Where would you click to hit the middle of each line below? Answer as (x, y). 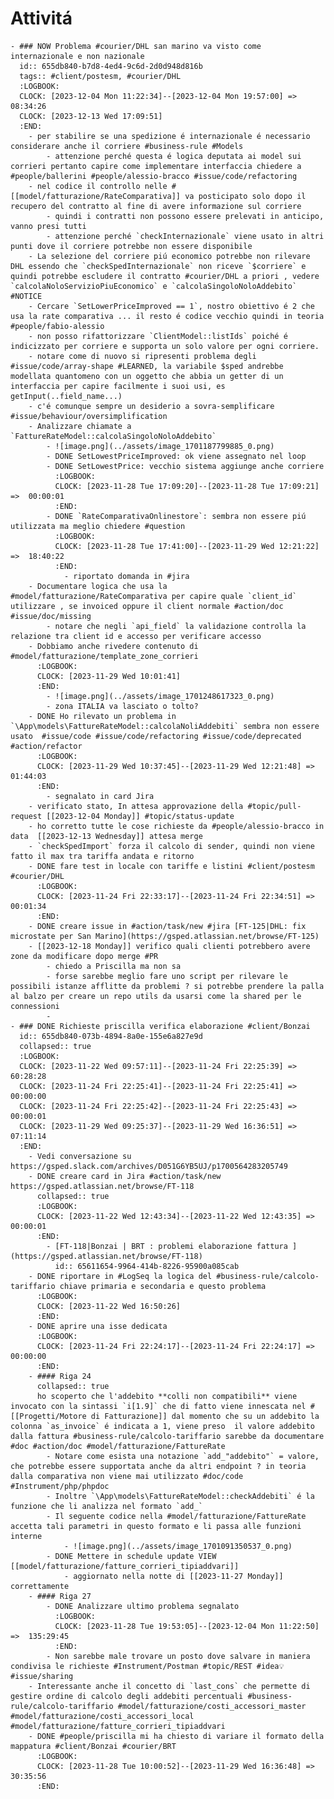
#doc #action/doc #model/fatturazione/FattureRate (118, 1446)
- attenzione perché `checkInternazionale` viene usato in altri (185, 236)
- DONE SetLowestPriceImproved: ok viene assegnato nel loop (176, 456)
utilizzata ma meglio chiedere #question (98, 526)
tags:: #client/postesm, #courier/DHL (100, 76)
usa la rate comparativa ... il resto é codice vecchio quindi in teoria (167, 316)
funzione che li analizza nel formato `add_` (106, 1506)
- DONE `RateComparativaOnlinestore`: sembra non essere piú (176, 516)
